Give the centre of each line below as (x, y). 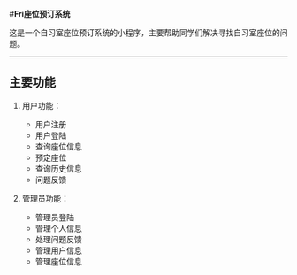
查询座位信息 (58, 146)
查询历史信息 (58, 168)
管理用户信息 (58, 250)
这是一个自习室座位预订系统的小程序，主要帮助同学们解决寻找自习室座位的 (145, 33)
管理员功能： (45, 198)
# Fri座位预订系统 (40, 14)
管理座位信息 (58, 261)
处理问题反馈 (58, 239)
